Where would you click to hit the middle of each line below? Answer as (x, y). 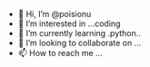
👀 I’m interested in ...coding (69, 24)
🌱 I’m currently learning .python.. (79, 33)
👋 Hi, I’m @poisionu (55, 14)
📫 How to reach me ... (60, 53)
